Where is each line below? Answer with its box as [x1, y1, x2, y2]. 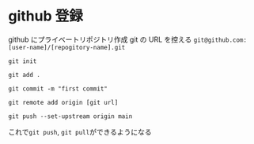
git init [8, 57, 37, 65]
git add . [8, 71, 41, 79]
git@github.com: [193, 36, 248, 44]
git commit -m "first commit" [8, 84, 108, 93]
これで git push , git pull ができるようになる [8, 127, 152, 136]
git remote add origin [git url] [8, 98, 119, 106]
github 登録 [8, 7, 83, 25]
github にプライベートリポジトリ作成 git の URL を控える [8, 35, 192, 44]
